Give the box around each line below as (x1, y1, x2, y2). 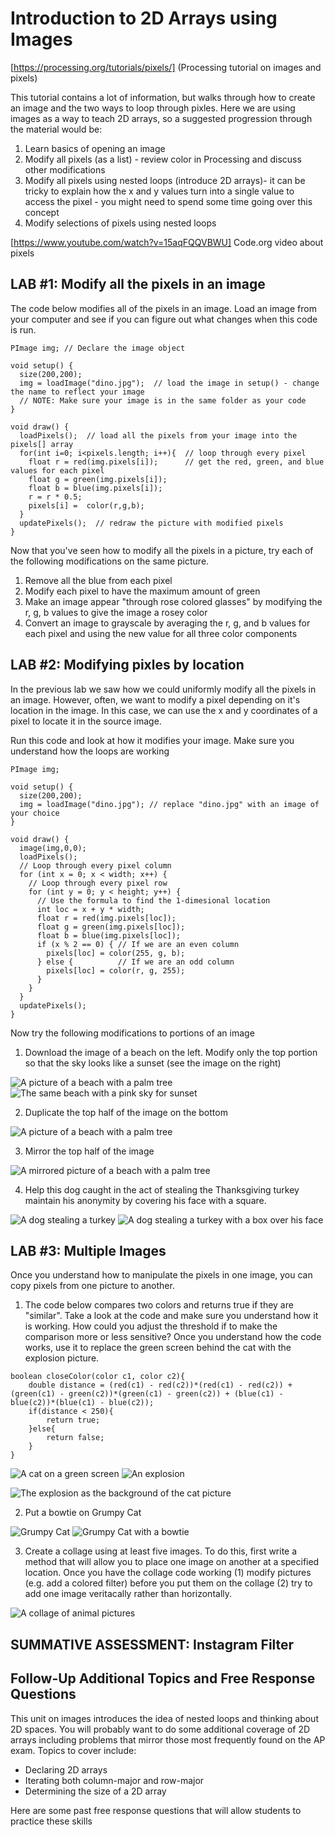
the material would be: (10, 123, 103, 135)
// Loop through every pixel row (28, 878, 168, 888)
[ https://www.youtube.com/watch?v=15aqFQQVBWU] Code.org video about (10, 236, 324, 248)
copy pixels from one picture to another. (10, 1280, 175, 1292)
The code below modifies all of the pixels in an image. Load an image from (10, 302, 317, 314)
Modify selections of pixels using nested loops (24, 217, 217, 229)
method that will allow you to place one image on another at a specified (24, 1556, 320, 1568)
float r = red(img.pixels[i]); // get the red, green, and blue (28, 457, 325, 467)
